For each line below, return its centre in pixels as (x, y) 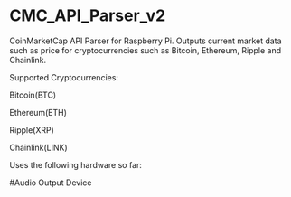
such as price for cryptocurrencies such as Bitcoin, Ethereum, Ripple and (145, 50)
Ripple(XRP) (32, 130)
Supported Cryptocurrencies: (64, 77)
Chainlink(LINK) (38, 147)
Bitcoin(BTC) (33, 95)
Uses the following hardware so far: (76, 164)
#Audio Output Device (51, 183)
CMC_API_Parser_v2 (88, 16)
